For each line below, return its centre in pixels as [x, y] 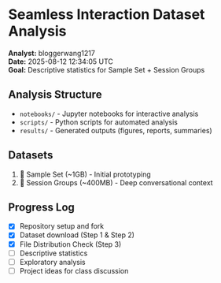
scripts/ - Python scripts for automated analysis [99, 122]
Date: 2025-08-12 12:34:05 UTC [61, 61]
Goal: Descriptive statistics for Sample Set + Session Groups [107, 69]
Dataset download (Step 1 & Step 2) [77, 235]
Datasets [31, 155]
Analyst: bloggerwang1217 [52, 53]
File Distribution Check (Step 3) [70, 244]
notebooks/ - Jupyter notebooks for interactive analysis [109, 114]
